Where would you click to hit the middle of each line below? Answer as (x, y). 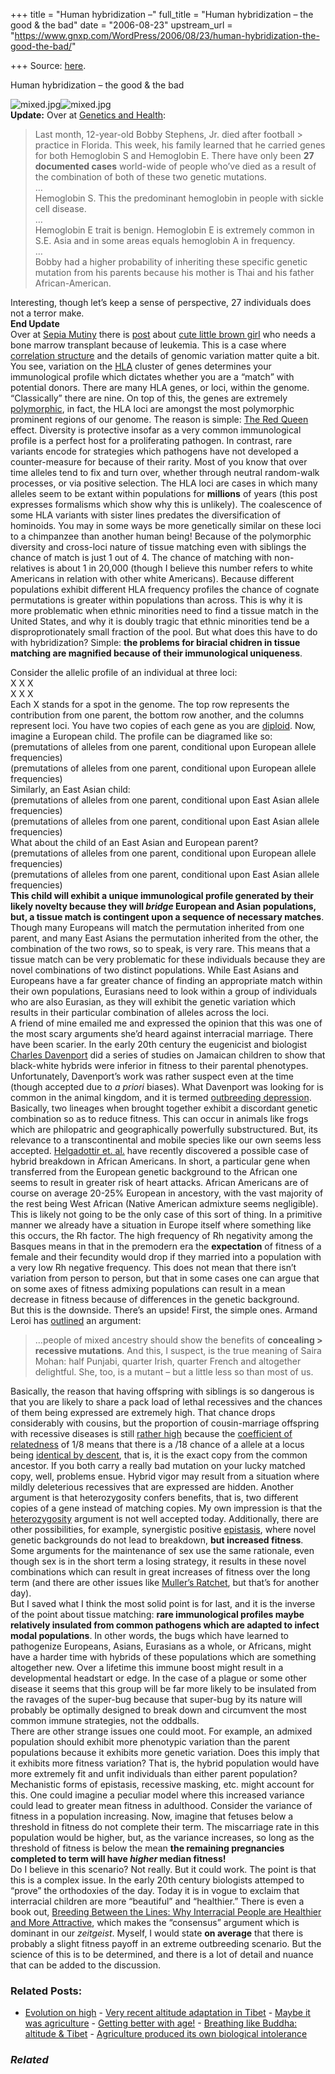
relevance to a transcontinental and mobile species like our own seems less (166, 1140)
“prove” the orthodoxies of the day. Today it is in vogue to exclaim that (155, 1890)
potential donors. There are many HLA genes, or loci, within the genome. (160, 387)
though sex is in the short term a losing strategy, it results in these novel (158, 1561)
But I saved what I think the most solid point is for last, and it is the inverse (163, 1603)
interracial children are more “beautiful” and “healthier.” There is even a (157, 1901)
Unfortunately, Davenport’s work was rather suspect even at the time (152, 1076)
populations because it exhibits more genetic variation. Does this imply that (165, 1752)
